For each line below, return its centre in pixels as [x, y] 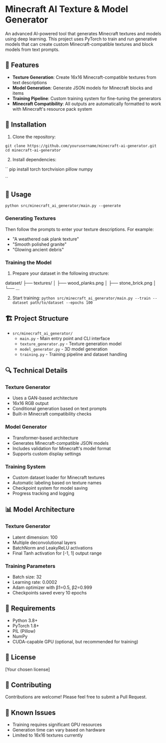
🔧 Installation [26, 125]
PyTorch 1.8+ [26, 626]
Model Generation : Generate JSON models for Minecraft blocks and [82, 88]
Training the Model [28, 262]
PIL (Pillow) [24, 631]
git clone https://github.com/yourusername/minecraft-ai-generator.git [81, 146]
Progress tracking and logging [43, 493]
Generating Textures [31, 218]
